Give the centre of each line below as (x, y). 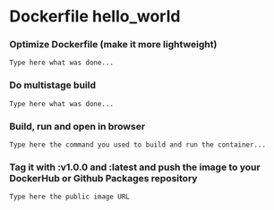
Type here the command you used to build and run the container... (138, 145)
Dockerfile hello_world (95, 17)
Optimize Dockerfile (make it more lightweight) (113, 45)
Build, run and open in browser (77, 126)
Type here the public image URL (69, 197)
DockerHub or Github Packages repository (103, 178)
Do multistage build (53, 85)
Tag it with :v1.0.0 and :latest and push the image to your (135, 167)
